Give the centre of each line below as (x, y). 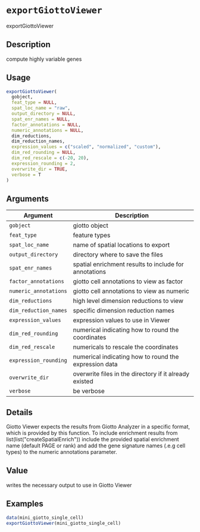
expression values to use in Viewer (121, 320)
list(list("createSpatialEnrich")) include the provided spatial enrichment (93, 440)
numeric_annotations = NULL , (48, 130)
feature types (92, 236)
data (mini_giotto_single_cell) (45, 518)
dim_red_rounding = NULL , (44, 153)
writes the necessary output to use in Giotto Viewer (69, 485)
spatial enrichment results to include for (129, 264)
